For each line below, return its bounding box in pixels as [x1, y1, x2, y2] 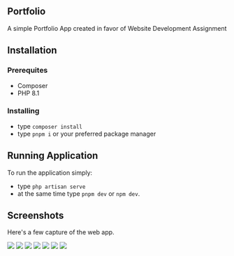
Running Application [7, 150, 98, 162]
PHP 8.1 [17, 89, 40, 97]
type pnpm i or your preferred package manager [17, 129, 156, 138]
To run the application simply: [7, 168, 93, 177]
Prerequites [7, 66, 48, 76]
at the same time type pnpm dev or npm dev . [17, 189, 140, 198]
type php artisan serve [17, 182, 86, 190]
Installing [7, 106, 40, 116]
